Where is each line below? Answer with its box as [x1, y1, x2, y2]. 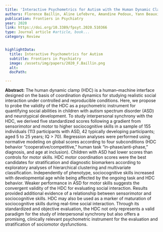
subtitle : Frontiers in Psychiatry [9, 56, 81, 61]
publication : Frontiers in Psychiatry [5, 16, 83, 21]
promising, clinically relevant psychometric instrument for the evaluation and [5, 216, 158, 222]
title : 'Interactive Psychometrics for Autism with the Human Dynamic [5, 7, 151, 12]
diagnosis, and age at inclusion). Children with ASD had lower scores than [5, 149, 153, 155]
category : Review [5, 34, 40, 39]
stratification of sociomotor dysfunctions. [5, 221, 88, 227]
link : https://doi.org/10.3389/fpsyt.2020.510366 [5, 25, 108, 30]
